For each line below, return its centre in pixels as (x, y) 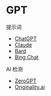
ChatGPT (25, 38)
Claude (23, 45)
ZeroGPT (25, 81)
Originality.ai (30, 87)
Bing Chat (27, 57)
